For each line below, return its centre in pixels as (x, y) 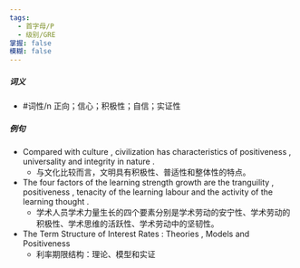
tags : (19, 18)
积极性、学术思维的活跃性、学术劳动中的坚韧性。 (127, 224)
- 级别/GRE (37, 34)
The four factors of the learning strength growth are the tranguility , (148, 183)
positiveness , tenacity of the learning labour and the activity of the (148, 192)
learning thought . (56, 202)
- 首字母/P (36, 26)
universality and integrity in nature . (89, 162)
